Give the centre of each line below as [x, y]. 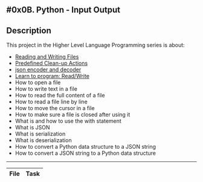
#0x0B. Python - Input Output [63, 10]
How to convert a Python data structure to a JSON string [85, 147]
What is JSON [32, 128]
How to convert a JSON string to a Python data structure [85, 153]
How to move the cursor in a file [55, 108]
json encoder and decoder [48, 70]
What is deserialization [43, 140]
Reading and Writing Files [47, 57]
